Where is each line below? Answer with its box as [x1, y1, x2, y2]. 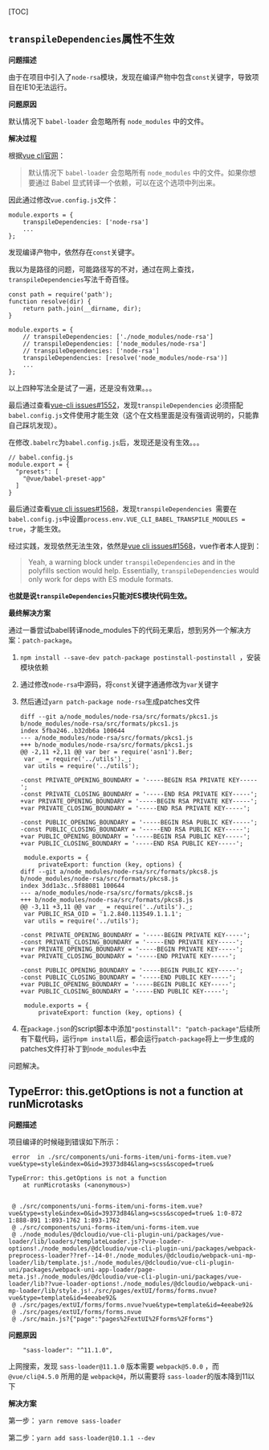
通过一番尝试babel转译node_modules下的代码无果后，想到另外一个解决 [8, 625, 245, 634]
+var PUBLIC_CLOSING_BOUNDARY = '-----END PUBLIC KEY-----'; [19, 987, 230, 995]
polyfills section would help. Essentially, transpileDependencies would [27, 565, 259, 575]
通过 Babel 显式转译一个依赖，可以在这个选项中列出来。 [35, 177, 220, 188]
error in [11, 1153, 45, 1161]
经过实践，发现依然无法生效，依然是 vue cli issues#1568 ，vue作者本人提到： [8, 541, 262, 551]
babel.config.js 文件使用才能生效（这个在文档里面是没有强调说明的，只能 [8, 410, 253, 419]
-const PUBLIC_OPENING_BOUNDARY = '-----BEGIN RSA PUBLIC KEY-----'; [19, 818, 259, 826]
